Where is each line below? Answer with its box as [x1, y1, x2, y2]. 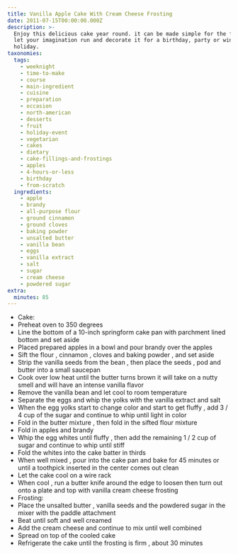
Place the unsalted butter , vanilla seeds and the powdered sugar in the [17, 501, 226, 510]
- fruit [20, 122, 42, 130]
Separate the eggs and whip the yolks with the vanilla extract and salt [17, 396, 221, 405]
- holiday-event [20, 129, 69, 136]
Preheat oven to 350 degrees [17, 320, 103, 329]
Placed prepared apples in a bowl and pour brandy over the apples [17, 343, 213, 351]
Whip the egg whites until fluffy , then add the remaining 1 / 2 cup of [17, 434, 217, 442]
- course [20, 76, 46, 84]
